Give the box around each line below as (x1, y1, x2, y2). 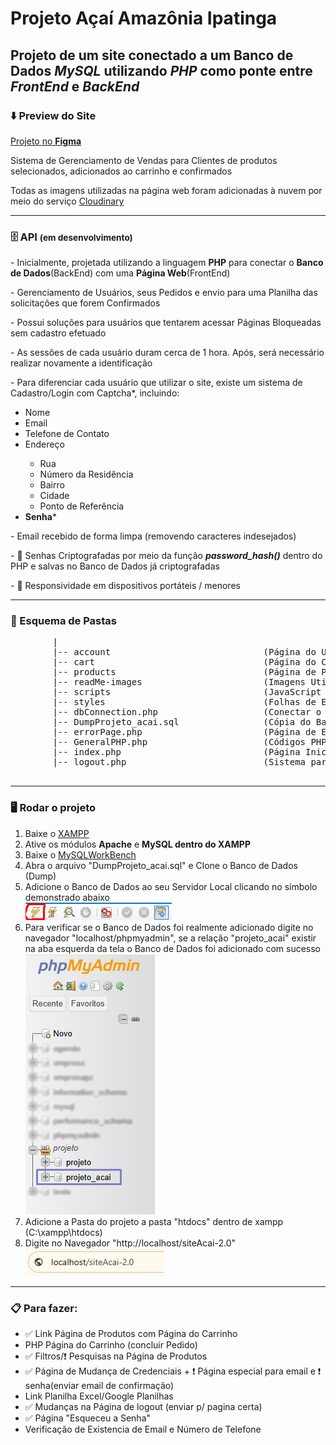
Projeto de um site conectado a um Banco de (10, 47, 294, 64)
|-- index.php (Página (52, 747, 301, 758)
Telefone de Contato (24, 428, 110, 440)
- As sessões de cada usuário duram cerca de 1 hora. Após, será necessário (10, 347, 325, 359)
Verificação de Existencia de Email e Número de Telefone (24, 1423, 262, 1436)
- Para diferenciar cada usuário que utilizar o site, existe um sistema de (10, 377, 303, 389)
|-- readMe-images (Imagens (52, 677, 307, 688)
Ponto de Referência (39, 500, 125, 512)
